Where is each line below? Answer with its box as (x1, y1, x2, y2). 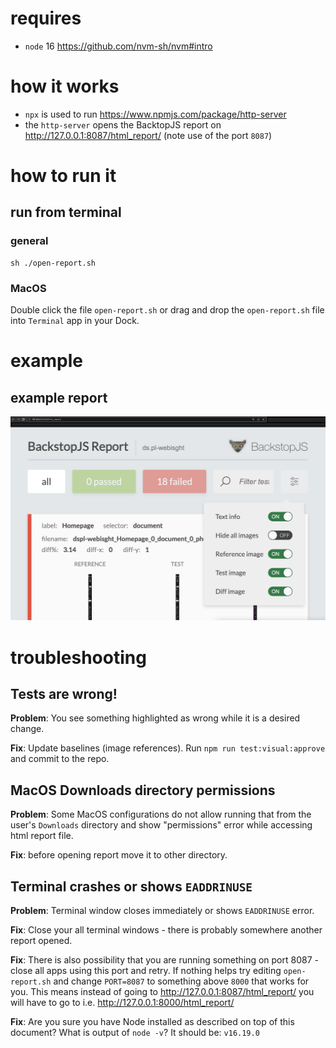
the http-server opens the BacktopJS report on (24, 118, 222, 131)
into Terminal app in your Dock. (10, 315, 140, 327)
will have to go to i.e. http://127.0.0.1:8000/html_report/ (10, 996, 235, 1008)
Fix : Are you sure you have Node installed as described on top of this (10, 1015, 295, 1027)
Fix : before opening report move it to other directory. (10, 849, 228, 861)
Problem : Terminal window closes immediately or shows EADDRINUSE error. (10, 904, 315, 916)
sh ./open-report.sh (10, 258, 97, 268)
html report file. (10, 830, 74, 842)
